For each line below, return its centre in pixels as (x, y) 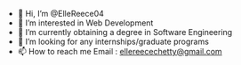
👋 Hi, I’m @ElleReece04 (61, 14)
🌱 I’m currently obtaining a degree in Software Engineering (125, 32)
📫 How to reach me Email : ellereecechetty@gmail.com (120, 51)
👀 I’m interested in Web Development (85, 23)
